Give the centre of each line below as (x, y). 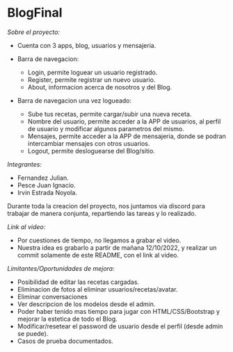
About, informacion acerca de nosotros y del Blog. (100, 87)
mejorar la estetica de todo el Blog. (67, 319)
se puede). (33, 333)
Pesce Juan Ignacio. (46, 185)
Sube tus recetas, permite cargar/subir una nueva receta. (110, 114)
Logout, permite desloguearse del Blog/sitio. (91, 151)
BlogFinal (35, 13)
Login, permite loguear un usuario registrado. (93, 72)
